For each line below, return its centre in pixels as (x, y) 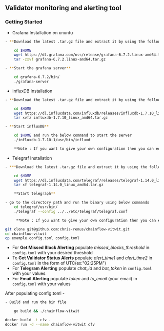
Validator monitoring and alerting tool (63, 8)
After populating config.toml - (35, 293)
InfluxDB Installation (32, 91)
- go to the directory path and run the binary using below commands (77, 203)
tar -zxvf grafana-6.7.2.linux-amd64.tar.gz (60, 60)
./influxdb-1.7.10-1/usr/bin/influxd (52, 140)
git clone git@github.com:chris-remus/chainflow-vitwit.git (68, 229)
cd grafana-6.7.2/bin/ (37, 77)
